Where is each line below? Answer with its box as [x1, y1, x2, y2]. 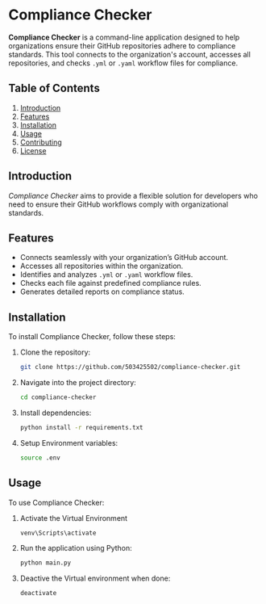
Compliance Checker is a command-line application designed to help [8, 32, 240, 42]
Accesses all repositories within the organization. [19, 261, 184, 271]
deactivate [19, 589, 57, 598]
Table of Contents [8, 82, 101, 95]
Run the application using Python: [19, 543, 133, 553]
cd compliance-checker [19, 393, 97, 401]
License [19, 145, 47, 155]
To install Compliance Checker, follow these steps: [8, 332, 176, 342]
